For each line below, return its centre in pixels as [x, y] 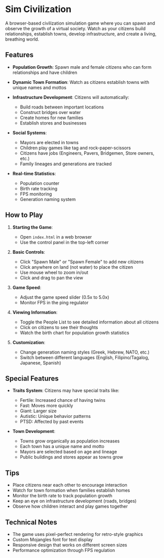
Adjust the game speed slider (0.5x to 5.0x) [64, 297]
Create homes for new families [52, 118]
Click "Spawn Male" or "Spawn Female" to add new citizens [82, 262]
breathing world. [22, 39]
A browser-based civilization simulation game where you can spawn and [80, 23]
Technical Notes [31, 522]
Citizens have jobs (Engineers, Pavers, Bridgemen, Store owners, [87, 153]
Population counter [40, 183]
